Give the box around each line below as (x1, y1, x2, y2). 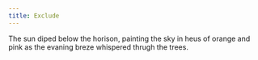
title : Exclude (8, 11, 60, 20)
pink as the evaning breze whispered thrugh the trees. (8, 42, 188, 52)
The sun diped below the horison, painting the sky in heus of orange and (8, 34, 251, 43)
